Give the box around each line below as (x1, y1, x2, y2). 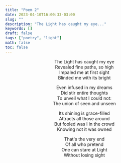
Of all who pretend (65, 141, 104, 147)
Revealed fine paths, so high (55, 64, 114, 70)
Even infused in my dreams (56, 84, 113, 91)
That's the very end (64, 136, 105, 142)
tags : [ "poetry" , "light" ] (5, 36, 62, 41)
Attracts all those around (59, 115, 110, 121)
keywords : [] (5, 26, 33, 31)
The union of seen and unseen (52, 100, 116, 106)
